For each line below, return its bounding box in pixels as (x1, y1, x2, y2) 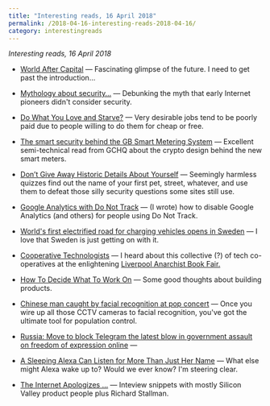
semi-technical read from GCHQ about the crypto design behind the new (19, 146, 262, 155)
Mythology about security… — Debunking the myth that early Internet (19, 89, 251, 98)
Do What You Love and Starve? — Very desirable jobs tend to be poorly (19, 113, 258, 122)
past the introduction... (19, 73, 96, 83)
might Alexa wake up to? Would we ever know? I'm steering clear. (19, 364, 239, 375)
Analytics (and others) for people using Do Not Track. (19, 211, 198, 221)
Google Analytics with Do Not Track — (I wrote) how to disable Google (19, 202, 254, 212)
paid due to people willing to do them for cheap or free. (19, 122, 204, 131)
